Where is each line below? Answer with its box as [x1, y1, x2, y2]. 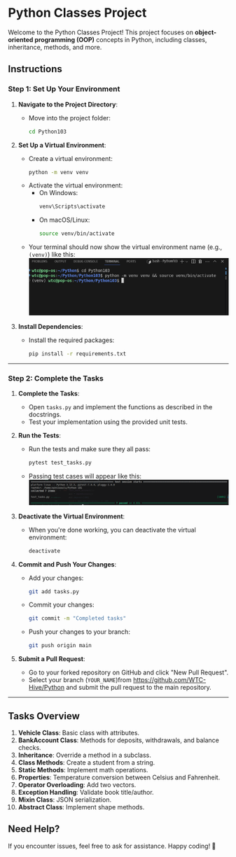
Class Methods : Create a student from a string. [18, 758, 155, 767]
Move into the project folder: [28, 113, 111, 122]
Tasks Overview [8, 710, 80, 722]
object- [194, 28, 217, 36]
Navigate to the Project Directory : [18, 100, 118, 108]
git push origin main [28, 642, 92, 649]
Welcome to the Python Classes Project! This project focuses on [8, 28, 193, 36]
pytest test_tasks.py [28, 460, 92, 467]
